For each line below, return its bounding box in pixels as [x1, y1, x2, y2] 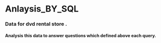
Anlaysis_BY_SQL [5, 3, 79, 14]
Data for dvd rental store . [5, 21, 68, 28]
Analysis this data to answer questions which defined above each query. [5, 32, 157, 38]
